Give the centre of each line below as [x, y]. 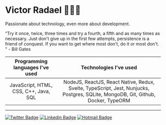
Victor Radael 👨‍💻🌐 [43, 10]
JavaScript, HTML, [31, 85]
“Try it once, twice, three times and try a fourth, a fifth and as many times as [83, 33]
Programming [31, 61]
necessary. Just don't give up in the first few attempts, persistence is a [77, 39]
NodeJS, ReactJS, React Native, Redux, [109, 82]
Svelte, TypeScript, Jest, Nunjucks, [109, 88]
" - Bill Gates [18, 49]
